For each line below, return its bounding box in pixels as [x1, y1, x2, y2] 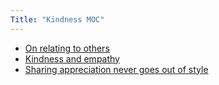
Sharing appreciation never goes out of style [24, 63, 209, 75]
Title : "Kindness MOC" [10, 14, 105, 25]
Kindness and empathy [24, 52, 120, 65]
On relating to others [24, 42, 110, 54]
